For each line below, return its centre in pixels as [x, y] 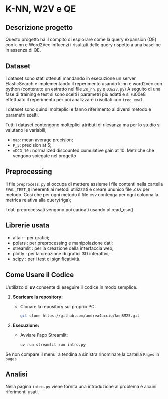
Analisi [16, 375]
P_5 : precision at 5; [32, 145]
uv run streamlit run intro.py [53, 345]
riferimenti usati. [22, 392]
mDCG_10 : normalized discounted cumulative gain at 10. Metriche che [83, 150]
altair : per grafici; [31, 238]
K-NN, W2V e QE [41, 9]
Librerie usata [27, 226]
